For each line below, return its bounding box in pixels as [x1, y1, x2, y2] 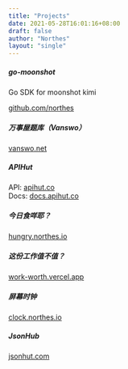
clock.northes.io [8, 312, 62, 322]
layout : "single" [8, 42, 67, 50]
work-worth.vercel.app [8, 272, 85, 282]
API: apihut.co [8, 183, 55, 193]
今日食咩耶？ [8, 210, 51, 220]
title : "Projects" [8, 11, 70, 20]
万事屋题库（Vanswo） [8, 122, 86, 132]
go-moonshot [8, 66, 56, 77]
